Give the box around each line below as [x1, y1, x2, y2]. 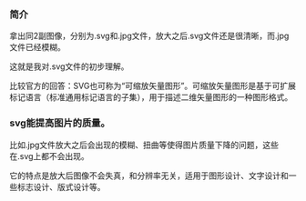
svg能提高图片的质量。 [9, 116, 111, 129]
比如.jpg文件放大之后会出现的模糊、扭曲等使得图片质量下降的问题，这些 [9, 139, 280, 150]
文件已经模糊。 [9, 42, 66, 53]
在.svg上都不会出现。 [9, 150, 89, 161]
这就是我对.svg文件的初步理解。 [9, 61, 129, 72]
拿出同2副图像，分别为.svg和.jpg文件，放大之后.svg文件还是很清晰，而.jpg [9, 30, 290, 42]
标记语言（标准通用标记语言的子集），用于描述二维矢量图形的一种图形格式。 [9, 92, 293, 103]
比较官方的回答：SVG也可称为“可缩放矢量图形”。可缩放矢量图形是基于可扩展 [9, 80, 296, 92]
